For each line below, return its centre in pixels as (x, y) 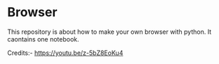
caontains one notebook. (43, 39)
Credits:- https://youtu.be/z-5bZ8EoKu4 (65, 53)
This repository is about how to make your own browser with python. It (109, 32)
